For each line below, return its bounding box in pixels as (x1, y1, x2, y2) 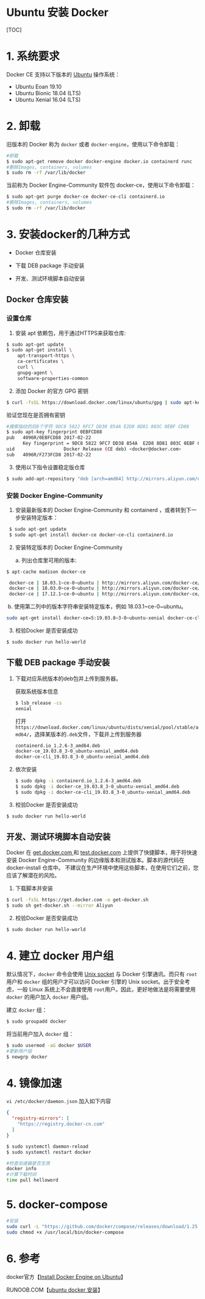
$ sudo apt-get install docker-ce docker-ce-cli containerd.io (9, 531, 173, 538)
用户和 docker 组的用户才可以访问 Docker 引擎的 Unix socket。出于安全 (6, 978, 185, 985)
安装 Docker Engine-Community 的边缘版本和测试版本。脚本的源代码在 (6, 857, 185, 864)
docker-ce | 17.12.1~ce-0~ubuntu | (9, 591, 99, 597)
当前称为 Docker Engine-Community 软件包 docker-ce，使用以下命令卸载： (6, 181, 196, 189)
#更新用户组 (6, 1048, 32, 1054)
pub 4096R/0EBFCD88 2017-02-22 (6, 434, 92, 441)
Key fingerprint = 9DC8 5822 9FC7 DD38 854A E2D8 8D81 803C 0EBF (22, 441, 195, 447)
